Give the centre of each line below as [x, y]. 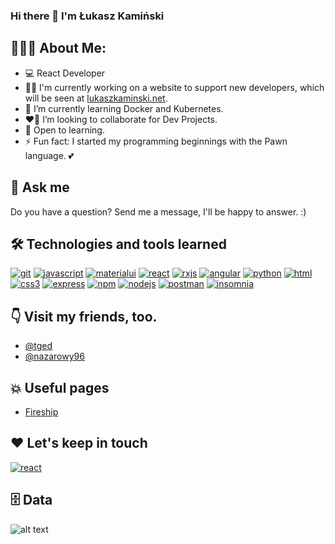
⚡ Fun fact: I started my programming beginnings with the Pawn [156, 141]
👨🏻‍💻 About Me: [58, 48]
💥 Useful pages [60, 387]
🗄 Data [31, 500]
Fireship [41, 411]
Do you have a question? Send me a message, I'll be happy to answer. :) [158, 211]
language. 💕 [49, 155]
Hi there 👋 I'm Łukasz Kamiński [87, 16]
